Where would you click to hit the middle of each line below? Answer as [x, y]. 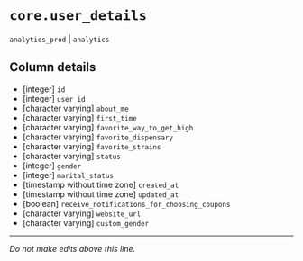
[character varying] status [72, 156]
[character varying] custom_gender [86, 222]
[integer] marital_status [68, 175]
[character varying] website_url [82, 213]
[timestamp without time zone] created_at [101, 184]
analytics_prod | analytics [60, 39]
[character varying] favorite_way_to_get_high [108, 127]
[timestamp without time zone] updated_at [101, 194]
